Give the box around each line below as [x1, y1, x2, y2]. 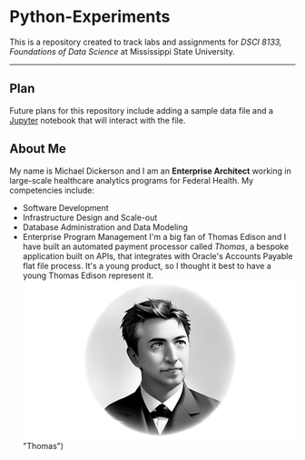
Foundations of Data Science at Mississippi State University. [9, 45, 236, 56]
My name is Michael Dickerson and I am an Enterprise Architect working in [9, 165, 292, 176]
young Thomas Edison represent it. [22, 270, 154, 281]
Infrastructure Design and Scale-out [22, 212, 158, 223]
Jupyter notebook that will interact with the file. [9, 115, 186, 125]
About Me [9, 141, 66, 156]
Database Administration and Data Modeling [22, 221, 189, 233]
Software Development [22, 202, 109, 213]
